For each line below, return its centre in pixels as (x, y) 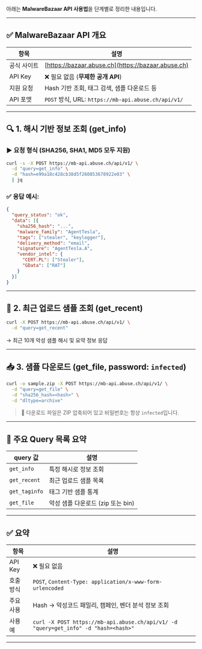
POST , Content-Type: (61, 582)
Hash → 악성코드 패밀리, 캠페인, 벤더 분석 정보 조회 (101, 606)
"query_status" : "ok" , (40, 215)
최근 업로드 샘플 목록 (76, 481)
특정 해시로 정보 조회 (76, 469)
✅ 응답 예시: (23, 196)
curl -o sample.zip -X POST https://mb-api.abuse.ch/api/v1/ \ (87, 384)
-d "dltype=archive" (37, 400)
